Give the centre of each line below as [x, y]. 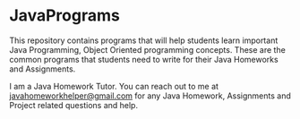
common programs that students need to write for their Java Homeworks [144, 59]
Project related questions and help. [74, 105]
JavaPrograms [65, 16]
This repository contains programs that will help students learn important [144, 40]
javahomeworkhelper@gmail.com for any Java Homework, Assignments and [150, 96]
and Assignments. [43, 69]
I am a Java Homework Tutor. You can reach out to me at [114, 86]
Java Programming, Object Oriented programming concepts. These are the [148, 49]
